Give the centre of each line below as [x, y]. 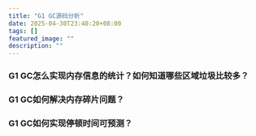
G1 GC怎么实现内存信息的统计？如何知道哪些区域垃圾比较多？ [129, 76]
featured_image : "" [41, 38]
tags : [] [23, 31]
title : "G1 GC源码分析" [46, 16]
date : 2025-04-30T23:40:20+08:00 [65, 23]
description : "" [36, 46]
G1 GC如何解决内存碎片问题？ [66, 100]
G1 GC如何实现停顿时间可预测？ [70, 123]
